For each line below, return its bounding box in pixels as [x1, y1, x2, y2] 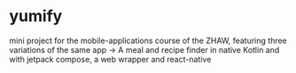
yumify [9, 6, 63, 26]
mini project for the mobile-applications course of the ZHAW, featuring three [9, 35, 288, 46]
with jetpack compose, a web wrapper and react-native [9, 54, 212, 64]
